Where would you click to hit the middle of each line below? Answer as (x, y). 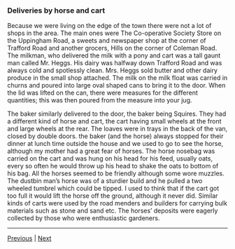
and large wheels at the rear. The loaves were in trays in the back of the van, (117, 129)
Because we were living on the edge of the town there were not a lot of (109, 26)
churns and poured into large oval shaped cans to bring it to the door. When (116, 86)
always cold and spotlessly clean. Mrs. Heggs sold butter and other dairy (113, 70)
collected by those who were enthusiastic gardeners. (84, 218)
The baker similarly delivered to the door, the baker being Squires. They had (117, 114)
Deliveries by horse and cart (56, 11)
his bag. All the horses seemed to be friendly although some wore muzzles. (116, 173)
